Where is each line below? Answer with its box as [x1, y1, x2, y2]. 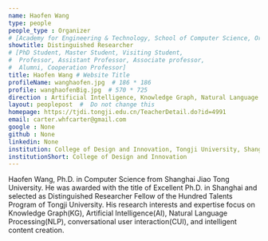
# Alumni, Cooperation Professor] [8, 64, 127, 72]
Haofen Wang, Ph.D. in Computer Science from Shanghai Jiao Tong [8, 175, 230, 184]
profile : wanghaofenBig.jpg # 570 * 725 [8, 85, 148, 94]
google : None [8, 123, 56, 131]
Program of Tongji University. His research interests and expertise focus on [8, 200, 255, 210]
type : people [8, 19, 52, 27]
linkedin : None [8, 137, 59, 146]
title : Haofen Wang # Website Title [8, 71, 130, 79]
